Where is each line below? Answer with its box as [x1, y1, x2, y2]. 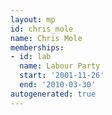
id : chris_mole [10, 24, 74, 34]
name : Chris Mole [10, 33, 83, 43]
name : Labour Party [19, 61, 101, 71]
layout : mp [10, 14, 56, 25]
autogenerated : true [10, 89, 97, 99]
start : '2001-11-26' [19, 71, 105, 81]
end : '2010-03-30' [19, 80, 97, 90]
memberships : [10, 42, 65, 53]
